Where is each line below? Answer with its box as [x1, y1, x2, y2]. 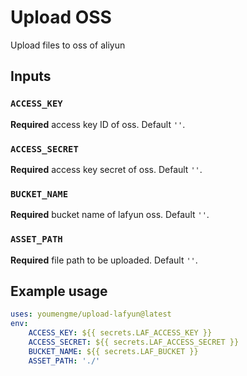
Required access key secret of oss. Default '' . [10, 163, 203, 175]
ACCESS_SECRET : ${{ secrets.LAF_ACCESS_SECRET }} [28, 337, 240, 347]
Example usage [10, 282, 108, 300]
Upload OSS [10, 6, 112, 29]
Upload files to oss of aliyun [10, 39, 126, 51]
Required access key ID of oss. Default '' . [10, 118, 186, 130]
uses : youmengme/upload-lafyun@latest [10, 309, 172, 320]
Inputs [10, 68, 52, 85]
